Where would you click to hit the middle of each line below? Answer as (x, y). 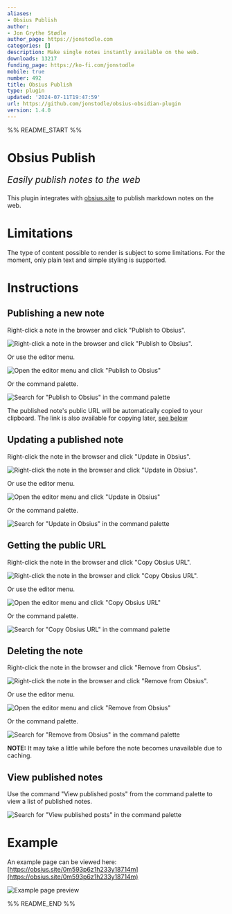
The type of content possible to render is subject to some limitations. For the (116, 252)
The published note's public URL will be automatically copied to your (105, 410)
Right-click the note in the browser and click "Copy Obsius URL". (99, 562)
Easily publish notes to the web (74, 180)
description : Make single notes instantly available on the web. (103, 53)
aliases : (20, 14)
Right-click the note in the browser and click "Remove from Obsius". (104, 668)
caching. (20, 755)
